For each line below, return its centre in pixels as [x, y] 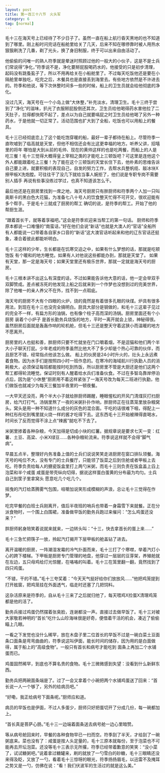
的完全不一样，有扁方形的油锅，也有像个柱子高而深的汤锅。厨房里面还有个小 [82, 313]
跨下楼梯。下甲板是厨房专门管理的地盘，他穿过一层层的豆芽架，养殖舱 [84, 556]
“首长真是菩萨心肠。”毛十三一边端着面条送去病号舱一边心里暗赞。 [70, 724]
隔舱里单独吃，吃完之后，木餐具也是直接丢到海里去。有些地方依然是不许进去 [82, 79]
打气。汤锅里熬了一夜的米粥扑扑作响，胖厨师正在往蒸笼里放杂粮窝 [93, 402]
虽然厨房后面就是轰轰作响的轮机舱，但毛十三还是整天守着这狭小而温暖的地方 [82, 326]
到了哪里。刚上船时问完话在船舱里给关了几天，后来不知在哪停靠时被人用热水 [82, 44]
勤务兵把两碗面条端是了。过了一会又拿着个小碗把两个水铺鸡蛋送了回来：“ [79, 680]
